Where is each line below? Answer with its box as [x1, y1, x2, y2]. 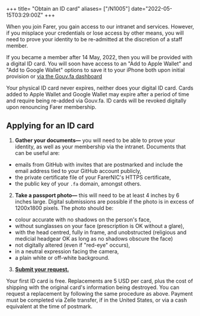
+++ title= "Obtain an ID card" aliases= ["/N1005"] [6, 5, 131, 12]
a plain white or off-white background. [14, 254, 110, 261]
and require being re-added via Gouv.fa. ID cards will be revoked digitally [6, 97, 187, 104]
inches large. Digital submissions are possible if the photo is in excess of [14, 197, 195, 205]
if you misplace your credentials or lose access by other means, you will [6, 29, 184, 37]
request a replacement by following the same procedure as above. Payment [6, 290, 193, 297]
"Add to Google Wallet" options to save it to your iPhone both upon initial [6, 66, 185, 74]
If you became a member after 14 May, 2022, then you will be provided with [6, 54, 193, 60]
